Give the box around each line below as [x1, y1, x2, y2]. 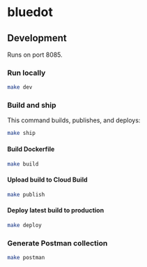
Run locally [7, 68, 46, 78]
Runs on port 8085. [7, 50, 63, 59]
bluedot [7, 4, 54, 20]
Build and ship [7, 101, 57, 110]
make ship [7, 130, 36, 137]
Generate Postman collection [7, 238, 108, 248]
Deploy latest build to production [7, 206, 105, 215]
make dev [7, 84, 33, 91]
